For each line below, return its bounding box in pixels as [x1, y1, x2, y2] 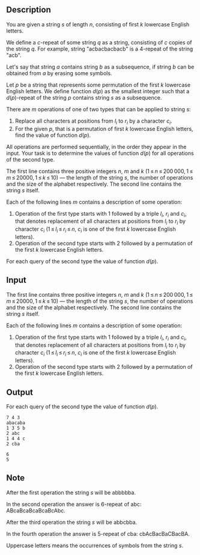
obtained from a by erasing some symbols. [6, 69, 112, 77]
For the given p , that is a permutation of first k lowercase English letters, [14, 125, 193, 132]
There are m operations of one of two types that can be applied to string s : [6, 105, 191, 113]
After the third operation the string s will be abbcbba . [6, 518, 138, 526]
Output [6, 387, 33, 397]
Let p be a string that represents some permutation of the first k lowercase [6, 81, 191, 88]
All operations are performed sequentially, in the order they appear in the [6, 143, 187, 150]
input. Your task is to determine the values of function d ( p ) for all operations [6, 150, 194, 157]
